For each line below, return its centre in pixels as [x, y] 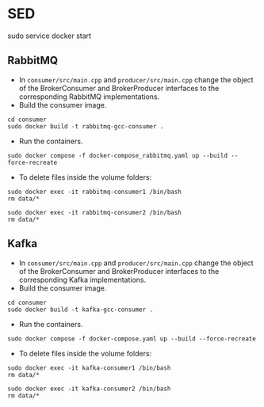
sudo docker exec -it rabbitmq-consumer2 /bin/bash [94, 212]
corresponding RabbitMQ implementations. [89, 97]
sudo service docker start [50, 36]
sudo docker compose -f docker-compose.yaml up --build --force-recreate [132, 339]
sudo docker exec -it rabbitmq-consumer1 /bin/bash [94, 192]
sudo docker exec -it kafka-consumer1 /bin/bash [89, 368]
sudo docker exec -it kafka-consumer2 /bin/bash [89, 389]
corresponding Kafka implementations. [82, 280]
